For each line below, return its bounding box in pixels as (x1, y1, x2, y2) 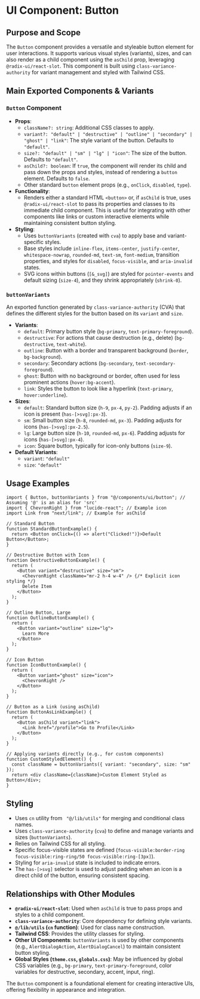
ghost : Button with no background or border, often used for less (23, 372, 180, 379)
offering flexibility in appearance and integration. (6, 986, 126, 994)
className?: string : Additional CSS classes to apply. (23, 124, 155, 131)
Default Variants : (14, 448, 58, 455)
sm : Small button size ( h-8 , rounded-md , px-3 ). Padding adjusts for (23, 416, 182, 424)
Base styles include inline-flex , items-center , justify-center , (23, 245, 180, 252)
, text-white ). (53, 340, 87, 348)
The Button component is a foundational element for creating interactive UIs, (6, 980, 195, 987)
